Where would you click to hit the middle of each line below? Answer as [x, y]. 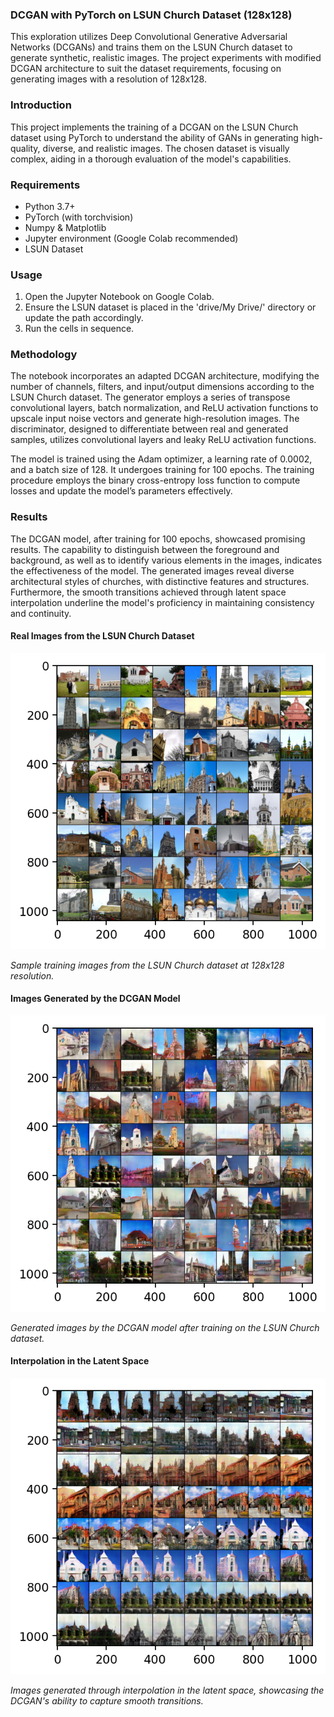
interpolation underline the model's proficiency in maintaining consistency [162, 602]
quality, [25, 148]
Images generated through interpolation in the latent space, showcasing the [167, 1690]
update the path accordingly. [84, 318]
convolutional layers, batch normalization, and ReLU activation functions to [164, 408]
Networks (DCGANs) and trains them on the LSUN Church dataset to [151, 47]
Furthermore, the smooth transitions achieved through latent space [148, 592]
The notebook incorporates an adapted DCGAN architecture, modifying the [165, 376]
